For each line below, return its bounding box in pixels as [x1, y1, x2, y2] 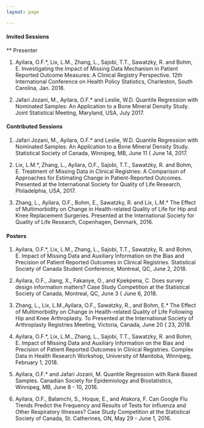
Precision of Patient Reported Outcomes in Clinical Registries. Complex [15, 346, 194, 353]
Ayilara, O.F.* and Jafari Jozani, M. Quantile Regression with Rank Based [15, 371, 197, 378]
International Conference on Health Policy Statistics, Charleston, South [15, 77, 193, 85]
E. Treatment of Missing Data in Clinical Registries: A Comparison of [15, 168, 186, 175]
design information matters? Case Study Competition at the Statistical [15, 284, 190, 291]
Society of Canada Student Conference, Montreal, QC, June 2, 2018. [15, 265, 188, 273]
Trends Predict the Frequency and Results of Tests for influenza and [15, 402, 186, 409]
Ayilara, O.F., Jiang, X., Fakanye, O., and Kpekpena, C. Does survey [15, 277, 184, 284]
